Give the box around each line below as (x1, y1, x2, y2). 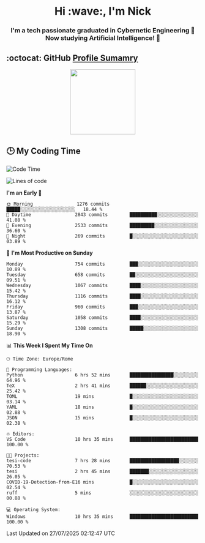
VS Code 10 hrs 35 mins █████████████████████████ (6, 436, 199, 442)
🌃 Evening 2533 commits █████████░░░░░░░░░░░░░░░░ (6, 222, 199, 228)
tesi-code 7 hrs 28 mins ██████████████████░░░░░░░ (6, 457, 199, 463)
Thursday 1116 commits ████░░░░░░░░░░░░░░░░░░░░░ (6, 293, 199, 299)
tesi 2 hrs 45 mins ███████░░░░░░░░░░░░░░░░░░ (6, 468, 199, 474)
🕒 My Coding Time (6, 146, 81, 157)
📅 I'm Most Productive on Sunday (6, 249, 93, 257)
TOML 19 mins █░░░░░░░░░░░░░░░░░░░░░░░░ (6, 393, 199, 399)
